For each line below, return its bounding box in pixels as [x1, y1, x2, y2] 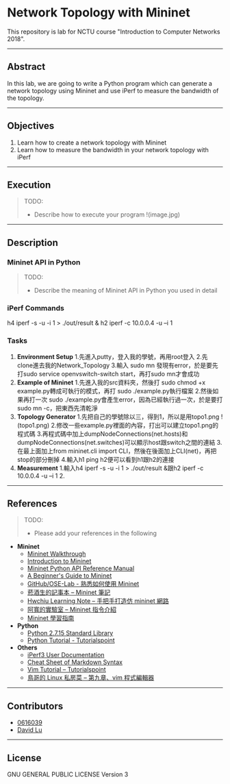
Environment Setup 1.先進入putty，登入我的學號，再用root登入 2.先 [16, 352, 208, 360]
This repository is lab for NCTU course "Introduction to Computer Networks [7, 27, 220, 36]
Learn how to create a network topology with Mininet [16, 138, 166, 147]
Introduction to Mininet [27, 557, 92, 565]
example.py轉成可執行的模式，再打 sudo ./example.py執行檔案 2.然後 [16, 387, 213, 395]
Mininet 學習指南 [27, 614, 75, 622]
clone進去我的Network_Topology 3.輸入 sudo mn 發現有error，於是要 [16, 361, 213, 369]
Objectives [7, 120, 55, 132]
